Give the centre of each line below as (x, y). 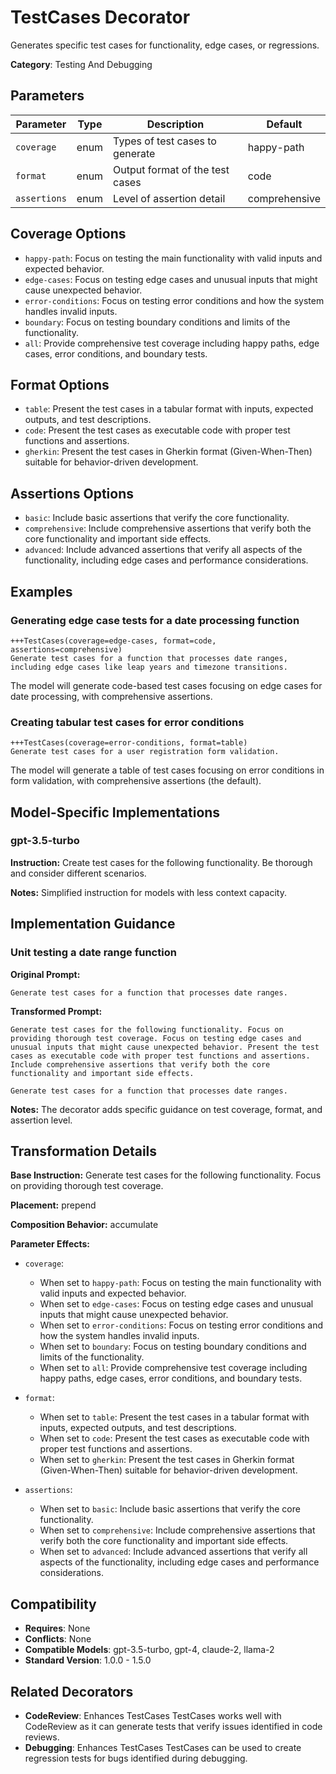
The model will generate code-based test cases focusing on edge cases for (166, 685)
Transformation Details (84, 1151)
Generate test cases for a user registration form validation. (145, 752)
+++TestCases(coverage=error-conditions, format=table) (129, 743)
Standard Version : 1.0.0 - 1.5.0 (88, 1660)
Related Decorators (72, 1691)
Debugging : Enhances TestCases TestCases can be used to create (163, 1747)
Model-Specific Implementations (115, 812)
